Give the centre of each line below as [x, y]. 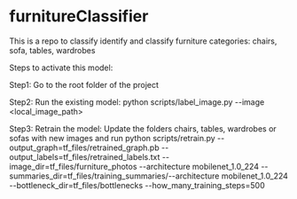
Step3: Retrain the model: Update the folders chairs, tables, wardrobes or [143, 128]
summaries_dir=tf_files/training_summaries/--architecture [114, 176]
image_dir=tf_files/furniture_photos [73, 166]
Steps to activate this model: [61, 68]
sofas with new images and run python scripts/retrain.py [112, 138]
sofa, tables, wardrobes [52, 50]
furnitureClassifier [79, 16]
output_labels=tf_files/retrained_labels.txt [85, 156]
